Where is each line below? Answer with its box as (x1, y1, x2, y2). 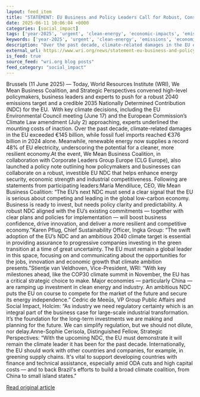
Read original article (6, 384, 55, 391)
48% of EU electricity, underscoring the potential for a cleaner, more (6, 144, 174, 151)
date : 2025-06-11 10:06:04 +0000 (6, 20, 89, 26)
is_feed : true (6, 53, 42, 59)
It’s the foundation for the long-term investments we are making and (6, 315, 173, 322)
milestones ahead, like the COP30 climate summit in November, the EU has (6, 271, 190, 278)
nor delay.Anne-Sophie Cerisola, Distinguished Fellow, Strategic (6, 328, 162, 335)
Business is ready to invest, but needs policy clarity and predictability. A (6, 201, 183, 208)
